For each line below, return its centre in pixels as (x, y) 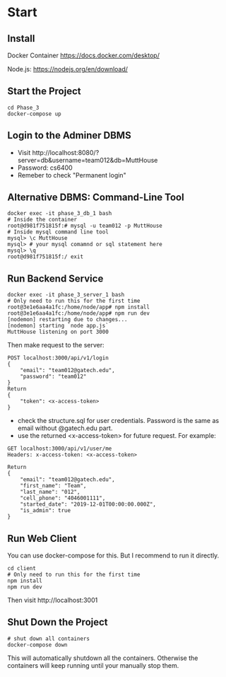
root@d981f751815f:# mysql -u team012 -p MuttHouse (85, 226)
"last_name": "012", (50, 492)
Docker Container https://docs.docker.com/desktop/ (84, 55)
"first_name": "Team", (53, 486)
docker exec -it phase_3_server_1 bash (66, 295)
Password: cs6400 (45, 168)
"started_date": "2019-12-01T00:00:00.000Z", (88, 504)
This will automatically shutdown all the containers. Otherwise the (103, 658)
